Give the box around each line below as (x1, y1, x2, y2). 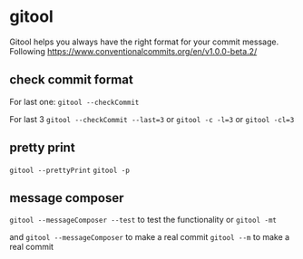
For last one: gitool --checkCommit (9, 96, 140, 107)
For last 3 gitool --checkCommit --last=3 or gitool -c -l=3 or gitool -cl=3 (9, 113, 295, 124)
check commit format (9, 72, 133, 88)
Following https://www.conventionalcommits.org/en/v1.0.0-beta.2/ (9, 45, 258, 56)
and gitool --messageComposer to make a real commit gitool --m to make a (9, 232, 290, 243)
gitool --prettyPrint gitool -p (9, 166, 130, 175)
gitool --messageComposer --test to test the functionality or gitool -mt (9, 215, 277, 225)
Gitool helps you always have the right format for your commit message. (9, 36, 279, 47)
